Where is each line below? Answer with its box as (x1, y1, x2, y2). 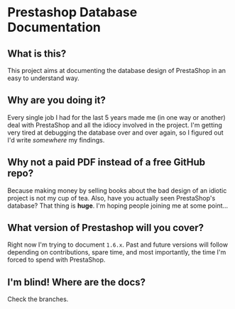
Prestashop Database (7, 4, 138, 21)
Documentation (7, 19, 102, 35)
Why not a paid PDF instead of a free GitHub (7, 157, 206, 169)
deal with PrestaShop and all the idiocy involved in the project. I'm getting (7, 120, 222, 129)
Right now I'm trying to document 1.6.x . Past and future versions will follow (7, 240, 229, 249)
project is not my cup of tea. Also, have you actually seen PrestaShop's (7, 193, 216, 202)
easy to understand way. (7, 74, 80, 82)
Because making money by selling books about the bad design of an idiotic (7, 186, 227, 195)
